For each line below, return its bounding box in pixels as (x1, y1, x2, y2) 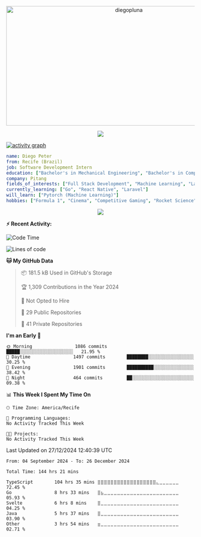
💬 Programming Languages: (6, 415, 71, 421)
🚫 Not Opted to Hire (20, 297, 70, 304)
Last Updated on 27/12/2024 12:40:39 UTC (6, 446, 112, 454)
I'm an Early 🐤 (6, 332, 41, 339)
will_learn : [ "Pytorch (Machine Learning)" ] (6, 192, 119, 199)
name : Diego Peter (6, 153, 52, 159)
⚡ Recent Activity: (6, 220, 52, 227)
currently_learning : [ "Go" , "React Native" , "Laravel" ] (6, 187, 148, 193)
